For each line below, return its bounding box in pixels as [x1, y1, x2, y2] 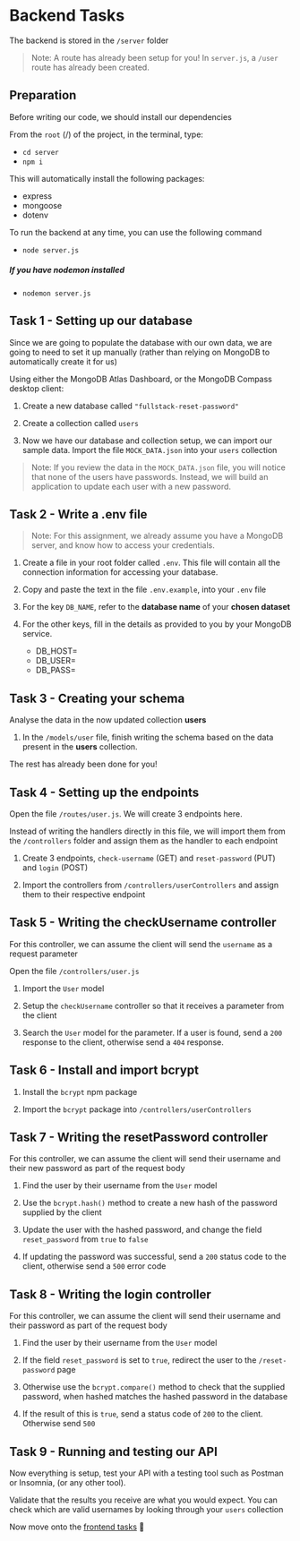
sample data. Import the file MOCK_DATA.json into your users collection [21, 444, 278, 455]
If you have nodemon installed [9, 265, 125, 276]
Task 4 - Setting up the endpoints [9, 784, 200, 800]
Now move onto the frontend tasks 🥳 [9, 1521, 145, 1532]
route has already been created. [30, 62, 150, 73]
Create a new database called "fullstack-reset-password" [21, 400, 239, 411]
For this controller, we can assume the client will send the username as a [9, 938, 273, 949]
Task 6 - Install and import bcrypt [9, 1063, 200, 1078]
